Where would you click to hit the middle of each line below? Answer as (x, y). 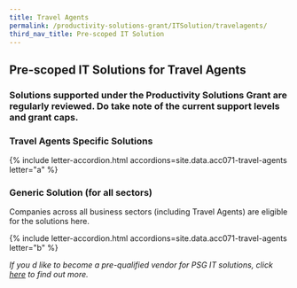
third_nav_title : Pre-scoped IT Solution (87, 34)
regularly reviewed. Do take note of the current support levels (145, 105)
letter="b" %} (34, 248)
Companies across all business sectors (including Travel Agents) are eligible (148, 212)
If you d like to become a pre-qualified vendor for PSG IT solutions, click (141, 265)
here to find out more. (49, 275)
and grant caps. (44, 117)
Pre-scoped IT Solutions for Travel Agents (128, 70)
